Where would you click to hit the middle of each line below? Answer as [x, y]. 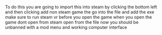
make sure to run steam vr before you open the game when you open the [79, 17]
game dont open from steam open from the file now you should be [72, 22]
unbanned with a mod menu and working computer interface [66, 27]
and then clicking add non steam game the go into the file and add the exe [80, 12]
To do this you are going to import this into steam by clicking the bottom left [81, 7]
